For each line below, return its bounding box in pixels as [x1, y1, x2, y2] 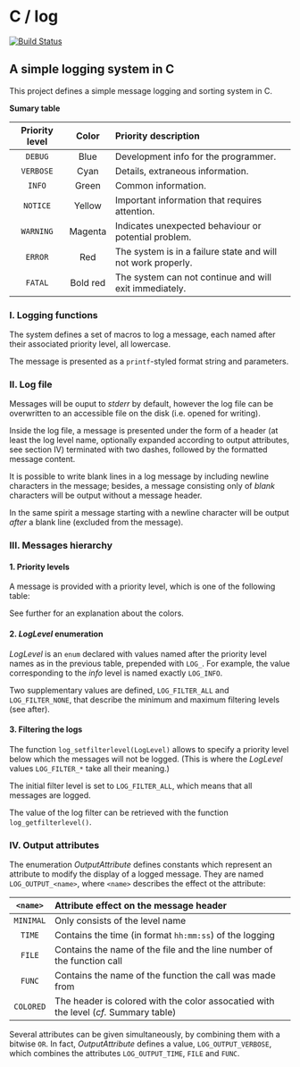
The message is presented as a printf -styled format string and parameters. [9, 356, 289, 367]
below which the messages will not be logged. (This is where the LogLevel [9, 753, 283, 764]
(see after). [9, 703, 51, 714]
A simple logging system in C [9, 62, 175, 77]
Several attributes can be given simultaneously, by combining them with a [9, 1029, 281, 1040]
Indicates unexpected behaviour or [114, 219, 262, 231]
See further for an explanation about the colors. [9, 608, 185, 618]
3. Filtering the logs [9, 724, 83, 735]
